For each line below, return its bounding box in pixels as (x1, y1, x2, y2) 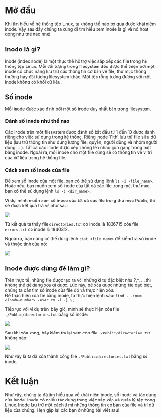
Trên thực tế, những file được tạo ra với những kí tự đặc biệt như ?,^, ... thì (5, 277, 151, 283)
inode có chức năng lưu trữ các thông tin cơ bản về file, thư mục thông (5, 68, 146, 74)
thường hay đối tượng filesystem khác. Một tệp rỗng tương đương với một (5, 73, 151, 80)
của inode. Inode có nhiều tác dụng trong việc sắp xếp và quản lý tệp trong (5, 397, 155, 402)
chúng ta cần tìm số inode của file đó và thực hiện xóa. (5, 287, 115, 293)
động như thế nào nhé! (5, 31, 51, 37)
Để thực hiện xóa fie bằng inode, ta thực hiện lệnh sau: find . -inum (5, 292, 142, 298)
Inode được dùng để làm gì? (5, 264, 90, 272)
